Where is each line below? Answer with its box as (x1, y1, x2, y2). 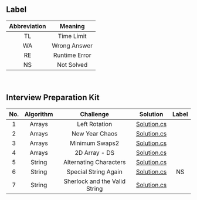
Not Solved (56, 60, 88, 69)
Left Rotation (77, 120, 113, 128)
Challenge (80, 110, 110, 118)
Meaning (59, 22, 85, 30)
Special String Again (66, 167, 123, 175)
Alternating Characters (63, 158, 126, 166)
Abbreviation (9, 22, 46, 30)
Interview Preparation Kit (6, 93, 100, 103)
